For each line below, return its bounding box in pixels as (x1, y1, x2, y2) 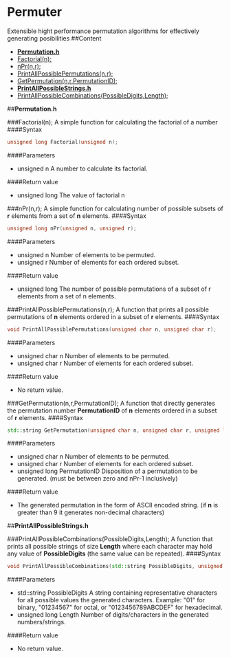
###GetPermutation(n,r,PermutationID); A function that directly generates (7, 399, 215, 407)
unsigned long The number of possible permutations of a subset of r (16, 285, 211, 293)
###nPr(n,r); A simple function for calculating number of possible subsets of (7, 204, 223, 212)
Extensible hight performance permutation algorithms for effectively (7, 27, 199, 35)
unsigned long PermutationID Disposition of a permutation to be (16, 467, 198, 475)
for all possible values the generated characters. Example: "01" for (16, 596, 205, 604)
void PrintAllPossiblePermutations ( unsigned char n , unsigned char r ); (7, 326, 217, 333)
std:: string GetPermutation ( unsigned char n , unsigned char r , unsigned (7, 427, 220, 434)
